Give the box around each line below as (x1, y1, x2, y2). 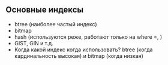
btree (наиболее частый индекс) (14, 20, 97, 27)
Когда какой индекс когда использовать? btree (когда (14, 46, 153, 53)
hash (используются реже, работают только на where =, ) (14, 33, 163, 41)
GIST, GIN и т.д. (14, 39, 53, 47)
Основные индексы (5, 5, 84, 15)
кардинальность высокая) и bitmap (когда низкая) (14, 52, 143, 59)
